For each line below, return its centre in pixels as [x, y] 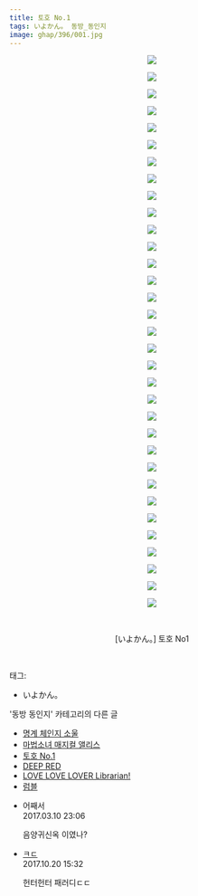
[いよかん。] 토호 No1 [152, 639]
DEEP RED [42, 767]
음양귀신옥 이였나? [55, 834]
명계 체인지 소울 [50, 733]
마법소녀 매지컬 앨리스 [61, 745]
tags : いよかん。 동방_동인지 [58, 26]
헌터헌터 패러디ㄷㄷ [57, 882]
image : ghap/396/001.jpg [56, 34]
